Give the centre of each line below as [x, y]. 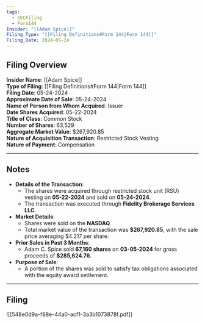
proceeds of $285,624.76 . [58, 255]
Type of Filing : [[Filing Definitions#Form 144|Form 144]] [76, 86]
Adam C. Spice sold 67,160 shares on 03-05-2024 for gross [101, 249]
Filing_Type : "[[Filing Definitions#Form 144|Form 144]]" [81, 35]
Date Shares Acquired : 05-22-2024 [52, 112]
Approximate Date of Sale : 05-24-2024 [56, 99]
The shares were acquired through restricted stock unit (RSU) [102, 190]
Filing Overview [37, 65]
